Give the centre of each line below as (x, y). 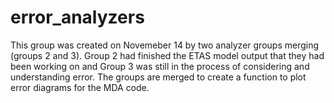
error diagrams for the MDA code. (80, 87)
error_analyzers (77, 17)
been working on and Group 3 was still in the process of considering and (160, 66)
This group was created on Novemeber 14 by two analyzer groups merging (165, 45)
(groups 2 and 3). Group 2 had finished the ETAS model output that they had (167, 55)
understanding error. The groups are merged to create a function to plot (158, 77)
